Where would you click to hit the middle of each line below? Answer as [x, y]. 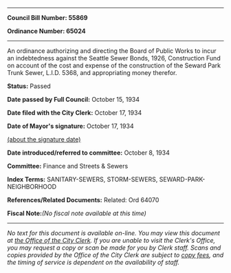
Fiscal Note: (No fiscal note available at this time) [77, 213]
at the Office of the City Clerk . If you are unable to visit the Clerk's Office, [111, 240]
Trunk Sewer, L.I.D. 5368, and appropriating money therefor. [92, 73]
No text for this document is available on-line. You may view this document [113, 233]
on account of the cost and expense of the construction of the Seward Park [114, 65]
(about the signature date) [44, 139]
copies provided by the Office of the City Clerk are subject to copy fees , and [115, 255]
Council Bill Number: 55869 [47, 18]
